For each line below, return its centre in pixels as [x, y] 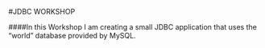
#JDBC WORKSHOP [42, 12]
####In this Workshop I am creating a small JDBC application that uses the [133, 27]
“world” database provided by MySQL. [72, 36]
